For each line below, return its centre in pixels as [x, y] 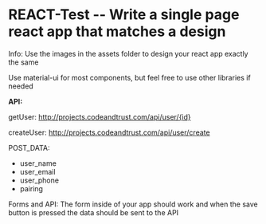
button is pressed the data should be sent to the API [94, 212]
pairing [31, 188]
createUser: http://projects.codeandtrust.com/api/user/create [109, 132]
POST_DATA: [29, 147]
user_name [38, 163]
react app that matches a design [117, 31]
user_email [37, 171]
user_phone [39, 180]
